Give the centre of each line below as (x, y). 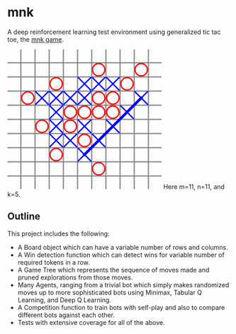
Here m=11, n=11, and (194, 186)
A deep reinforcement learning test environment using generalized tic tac (114, 32)
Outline (24, 217)
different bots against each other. (66, 315)
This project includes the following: (58, 234)
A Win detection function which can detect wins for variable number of (121, 255)
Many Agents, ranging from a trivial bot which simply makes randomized (123, 284)
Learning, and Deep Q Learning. (64, 300)
